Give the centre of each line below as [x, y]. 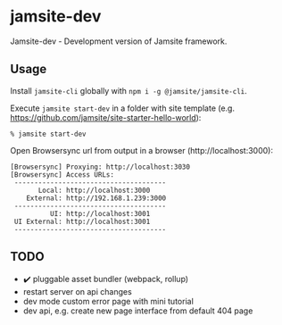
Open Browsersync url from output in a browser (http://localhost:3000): [142, 150]
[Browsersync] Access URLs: [62, 175]
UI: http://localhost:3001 [100, 213]
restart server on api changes [77, 291]
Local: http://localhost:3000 [94, 190]
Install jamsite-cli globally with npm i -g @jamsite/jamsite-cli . [129, 90]
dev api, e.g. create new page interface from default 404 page [138, 311]
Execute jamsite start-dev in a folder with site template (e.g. [123, 108]
